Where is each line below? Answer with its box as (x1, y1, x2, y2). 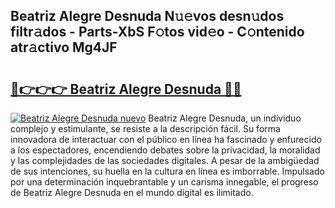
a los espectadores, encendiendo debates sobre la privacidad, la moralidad (10, 144, 321, 156)
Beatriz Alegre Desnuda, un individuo (148, 112, 302, 124)
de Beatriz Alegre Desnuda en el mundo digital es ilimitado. (10, 187, 254, 198)
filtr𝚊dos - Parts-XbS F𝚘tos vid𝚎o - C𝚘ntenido (10, 24, 305, 41)
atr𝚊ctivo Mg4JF (10, 39, 118, 56)
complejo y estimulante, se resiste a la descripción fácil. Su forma (10, 123, 281, 134)
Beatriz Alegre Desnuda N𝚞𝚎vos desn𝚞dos (10, 8, 285, 25)
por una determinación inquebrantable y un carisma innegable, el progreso (10, 176, 319, 188)
